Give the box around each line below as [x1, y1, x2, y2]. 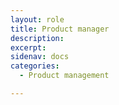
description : [10, 33, 65, 43]
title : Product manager [10, 24, 110, 34]
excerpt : [10, 42, 47, 53]
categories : [10, 61, 60, 71]
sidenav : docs [10, 52, 70, 62]
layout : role [10, 14, 65, 25]
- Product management [19, 71, 110, 81]
